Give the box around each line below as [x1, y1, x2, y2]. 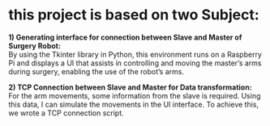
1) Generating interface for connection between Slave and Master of [8, 32, 242, 42]
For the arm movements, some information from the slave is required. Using [8, 90, 261, 100]
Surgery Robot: [8, 40, 61, 50]
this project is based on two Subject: [8, 6, 259, 24]
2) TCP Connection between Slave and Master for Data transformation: [8, 82, 253, 92]
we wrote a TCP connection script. [8, 107, 124, 118]
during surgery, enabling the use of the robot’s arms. [8, 66, 185, 76]
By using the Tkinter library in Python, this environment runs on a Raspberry [8, 49, 262, 59]
